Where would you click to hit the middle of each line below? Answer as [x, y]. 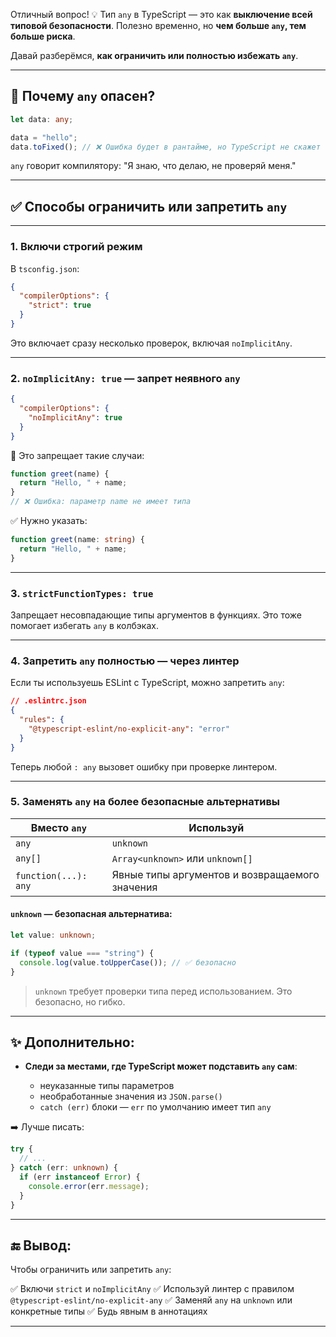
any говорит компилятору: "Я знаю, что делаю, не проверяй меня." [153, 166]
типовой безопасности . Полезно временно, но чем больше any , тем [158, 25]
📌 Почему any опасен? [83, 96]
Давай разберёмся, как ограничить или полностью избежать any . [154, 55]
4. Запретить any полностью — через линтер [125, 661]
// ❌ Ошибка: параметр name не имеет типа [101, 502]
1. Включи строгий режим [76, 247]
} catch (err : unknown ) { [64, 1168]
